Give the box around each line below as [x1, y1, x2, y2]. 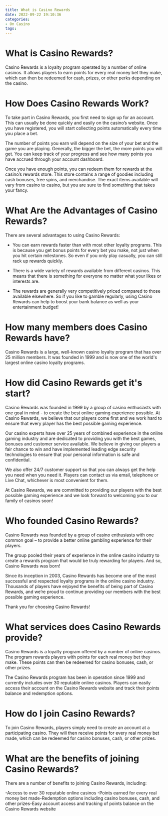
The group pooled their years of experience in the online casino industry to [5, 552, 160, 558]
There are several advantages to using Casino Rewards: [5, 232, 120, 238]
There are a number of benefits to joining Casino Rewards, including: [5, 780, 147, 786]
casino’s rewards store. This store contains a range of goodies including [5, 171, 153, 177]
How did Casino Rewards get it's [5, 377, 142, 389]
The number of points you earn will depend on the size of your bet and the [5, 140, 158, 146]
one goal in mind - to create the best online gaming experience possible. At [5, 410, 160, 416]
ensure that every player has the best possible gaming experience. [5, 420, 142, 426]
